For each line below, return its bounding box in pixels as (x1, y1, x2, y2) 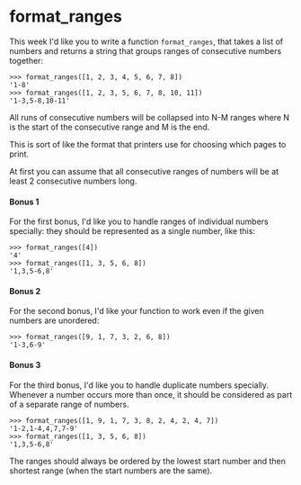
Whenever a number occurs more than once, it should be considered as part (9, 389, 293, 400)
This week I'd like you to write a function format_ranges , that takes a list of (9, 36, 284, 47)
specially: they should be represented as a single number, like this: (9, 226, 256, 237)
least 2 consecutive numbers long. (9, 175, 137, 186)
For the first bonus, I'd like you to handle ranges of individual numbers (9, 216, 269, 227)
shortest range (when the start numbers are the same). (9, 465, 213, 476)
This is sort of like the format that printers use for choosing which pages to (9, 139, 287, 149)
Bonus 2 (9, 285, 41, 296)
